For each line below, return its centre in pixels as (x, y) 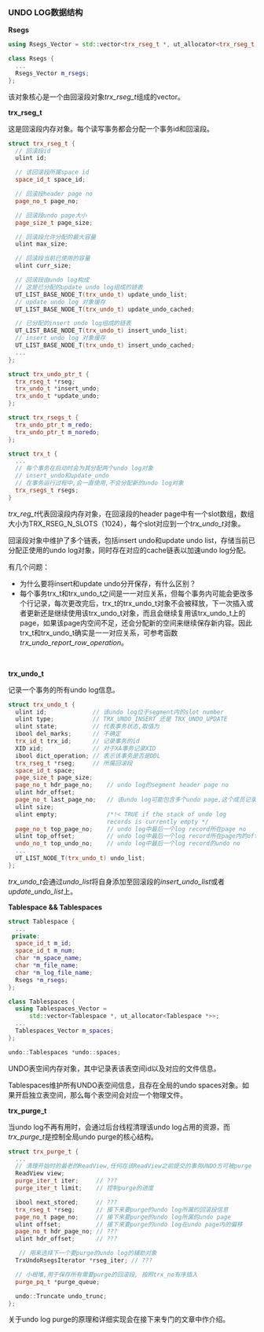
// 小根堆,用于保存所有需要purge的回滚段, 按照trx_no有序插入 (106, 1275)
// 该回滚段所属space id (52, 172)
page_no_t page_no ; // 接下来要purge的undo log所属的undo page (123, 1217)
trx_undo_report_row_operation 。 (73, 642)
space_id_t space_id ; (51, 180)
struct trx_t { (33, 454)
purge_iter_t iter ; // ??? (66, 1181)
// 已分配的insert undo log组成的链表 (73, 323)
